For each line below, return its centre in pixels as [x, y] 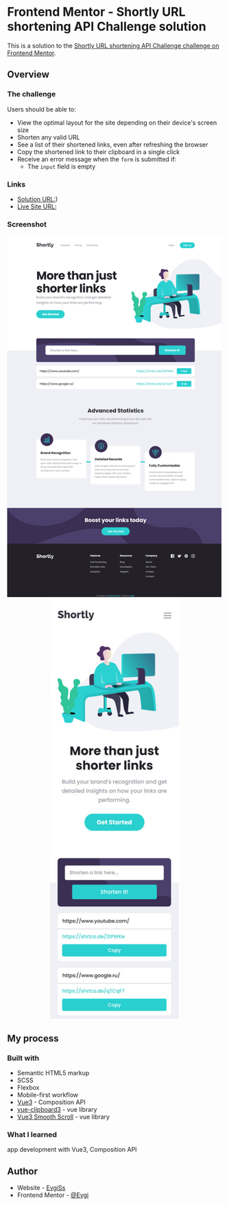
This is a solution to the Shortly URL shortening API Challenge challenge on [113, 45]
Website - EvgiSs [41, 1188]
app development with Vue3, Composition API [72, 1150]
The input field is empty [61, 166]
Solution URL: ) [37, 199]
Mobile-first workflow [48, 1095]
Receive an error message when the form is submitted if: [97, 159]
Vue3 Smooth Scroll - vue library [63, 1117]
